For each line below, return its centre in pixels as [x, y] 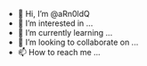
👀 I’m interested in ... [55, 23]
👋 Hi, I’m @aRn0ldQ [54, 14]
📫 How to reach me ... [59, 52]
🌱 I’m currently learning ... [65, 33]
